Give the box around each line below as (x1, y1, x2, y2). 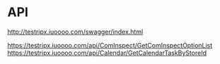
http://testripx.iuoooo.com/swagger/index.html (7, 27, 144, 36)
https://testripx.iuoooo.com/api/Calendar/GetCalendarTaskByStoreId (7, 49, 207, 57)
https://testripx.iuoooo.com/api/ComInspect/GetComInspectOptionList (7, 41, 213, 49)
